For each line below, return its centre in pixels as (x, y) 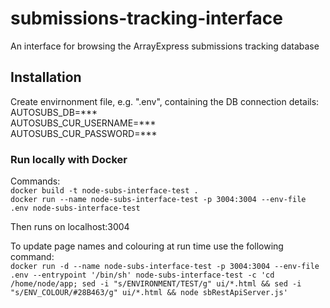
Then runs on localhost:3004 (70, 227)
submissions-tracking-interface (146, 18)
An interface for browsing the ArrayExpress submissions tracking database (165, 46)
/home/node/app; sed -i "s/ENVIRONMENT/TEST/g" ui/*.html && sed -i (156, 284)
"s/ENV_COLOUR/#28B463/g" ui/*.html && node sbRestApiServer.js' (149, 293)
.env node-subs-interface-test (75, 208)
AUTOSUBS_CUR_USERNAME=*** (83, 123)
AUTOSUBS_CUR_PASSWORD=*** (84, 133)
